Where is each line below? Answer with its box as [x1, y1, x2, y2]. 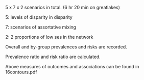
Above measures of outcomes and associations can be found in [5, 64, 139, 69]
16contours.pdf [5, 69, 37, 75]
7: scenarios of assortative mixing [5, 24, 77, 30]
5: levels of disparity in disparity [5, 14, 73, 20]
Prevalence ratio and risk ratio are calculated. [5, 54, 101, 60]
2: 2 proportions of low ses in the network [5, 34, 93, 40]
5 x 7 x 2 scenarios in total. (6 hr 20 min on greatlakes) [5, 5, 120, 10]
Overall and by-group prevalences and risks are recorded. [5, 44, 128, 50]
